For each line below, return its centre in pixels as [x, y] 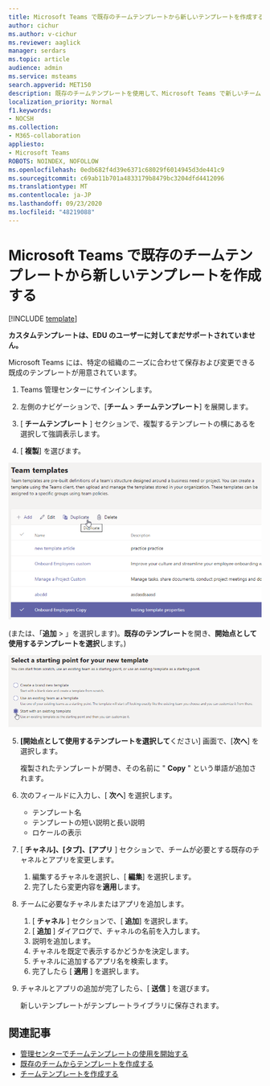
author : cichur [34, 25]
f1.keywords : [30, 110]
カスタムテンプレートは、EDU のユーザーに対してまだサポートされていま [129, 335]
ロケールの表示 [57, 832]
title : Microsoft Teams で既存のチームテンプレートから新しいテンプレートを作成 [130, 17]
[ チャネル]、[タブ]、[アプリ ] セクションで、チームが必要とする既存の [136, 849]
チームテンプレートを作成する [69, 1074]
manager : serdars [37, 51]
